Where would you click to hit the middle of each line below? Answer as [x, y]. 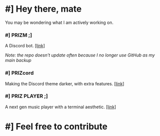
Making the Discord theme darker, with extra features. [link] [65, 83]
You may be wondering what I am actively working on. [59, 22]
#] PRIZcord [19, 73]
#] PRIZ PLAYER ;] [27, 96]
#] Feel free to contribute [56, 126]
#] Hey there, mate [43, 9]
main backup [18, 60]
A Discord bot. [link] [25, 46]
